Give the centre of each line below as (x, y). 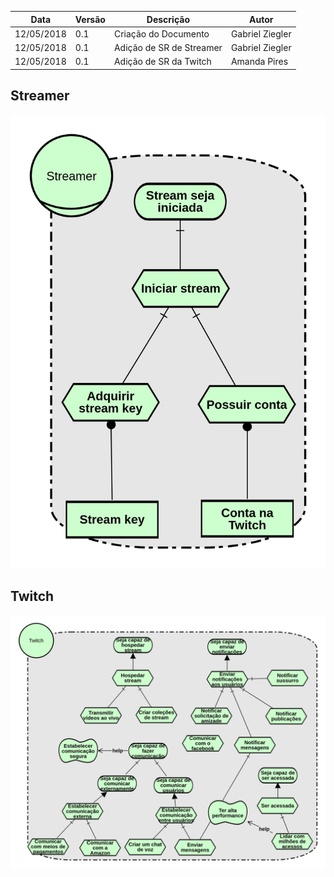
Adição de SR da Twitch (162, 62)
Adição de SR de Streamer (168, 47)
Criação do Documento (161, 33)
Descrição (168, 19)
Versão (90, 19)
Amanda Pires (259, 62)
